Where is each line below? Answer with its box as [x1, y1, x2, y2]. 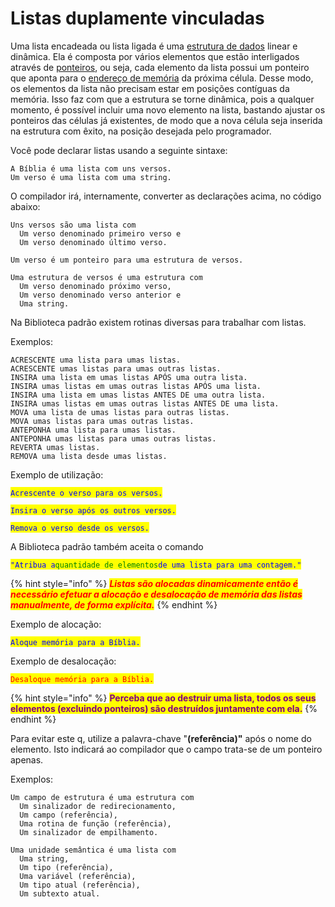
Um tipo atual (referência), [19, 880, 141, 890]
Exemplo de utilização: [10, 468, 104, 481]
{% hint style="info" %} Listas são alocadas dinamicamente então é [10, 577, 298, 589]
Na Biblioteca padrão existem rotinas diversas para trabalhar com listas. [10, 316, 307, 328]
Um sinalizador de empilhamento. [19, 827, 159, 837]
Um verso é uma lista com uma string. [10, 172, 172, 182]
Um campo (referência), [19, 810, 118, 820]
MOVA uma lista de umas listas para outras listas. [10, 407, 230, 417]
